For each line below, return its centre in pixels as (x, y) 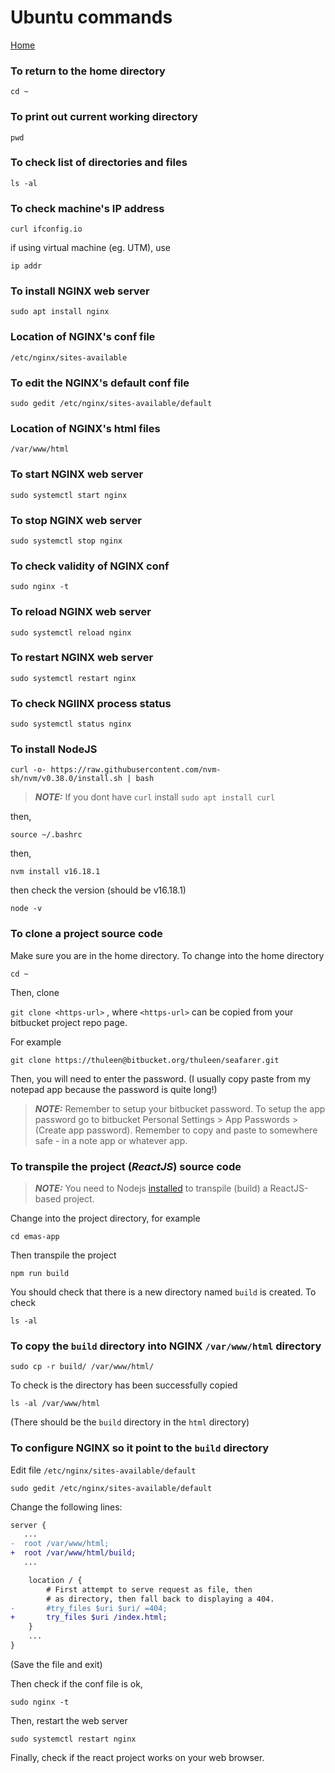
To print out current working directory (104, 117)
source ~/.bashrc (46, 835)
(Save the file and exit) (56, 1664)
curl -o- (28, 770)
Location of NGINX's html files (85, 428)
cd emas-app (35, 1236)
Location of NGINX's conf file (83, 337)
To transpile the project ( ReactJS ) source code (126, 1166)
